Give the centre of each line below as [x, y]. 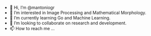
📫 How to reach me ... [32, 28]
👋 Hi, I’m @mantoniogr [32, 8]
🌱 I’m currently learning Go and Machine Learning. [60, 18]
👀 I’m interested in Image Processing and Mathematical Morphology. [78, 13]
